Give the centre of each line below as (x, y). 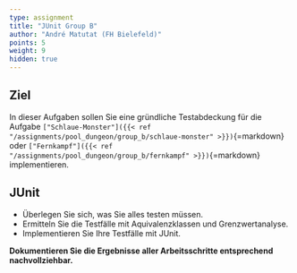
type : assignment (42, 17)
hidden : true (34, 59)
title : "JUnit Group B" (54, 26)
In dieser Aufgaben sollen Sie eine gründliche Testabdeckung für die (136, 116)
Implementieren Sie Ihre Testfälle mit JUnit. (102, 233)
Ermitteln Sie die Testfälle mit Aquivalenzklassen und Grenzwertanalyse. (155, 224)
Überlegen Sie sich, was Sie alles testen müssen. (113, 214)
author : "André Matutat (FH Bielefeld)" (86, 34)
